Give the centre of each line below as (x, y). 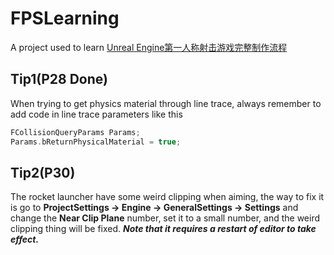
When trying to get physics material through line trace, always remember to (166, 103)
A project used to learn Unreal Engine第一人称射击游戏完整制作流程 (149, 47)
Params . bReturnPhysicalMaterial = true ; (96, 142)
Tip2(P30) (43, 172)
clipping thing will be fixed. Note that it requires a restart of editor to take (163, 229)
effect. (25, 239)
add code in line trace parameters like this (96, 114)
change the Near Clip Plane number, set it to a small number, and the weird (165, 218)
